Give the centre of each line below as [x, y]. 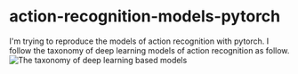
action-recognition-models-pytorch [145, 16]
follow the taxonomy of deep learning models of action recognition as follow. [149, 50]
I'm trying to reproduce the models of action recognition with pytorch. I [139, 41]
